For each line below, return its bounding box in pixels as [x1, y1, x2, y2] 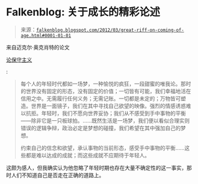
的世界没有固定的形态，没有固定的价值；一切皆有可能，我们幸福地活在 [20, 87, 192, 94]
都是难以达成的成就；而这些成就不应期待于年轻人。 [25, 152, 150, 159]
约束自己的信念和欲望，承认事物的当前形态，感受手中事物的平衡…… [20, 144, 184, 151]
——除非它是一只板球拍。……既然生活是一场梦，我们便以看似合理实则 [20, 117, 190, 124]
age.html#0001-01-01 [20, 32, 71, 38]
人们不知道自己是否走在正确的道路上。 [11, 172, 104, 179]
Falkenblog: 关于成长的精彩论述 [6, 5, 160, 19]
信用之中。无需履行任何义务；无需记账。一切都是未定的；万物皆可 [20, 95, 181, 102]
